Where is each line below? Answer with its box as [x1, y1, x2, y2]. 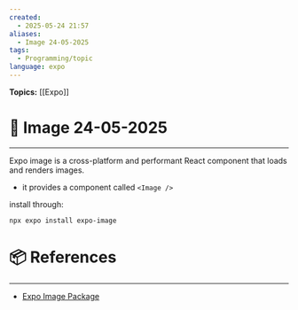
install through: [9, 198, 64, 209]
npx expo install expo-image [9, 216, 117, 225]
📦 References [9, 247, 117, 267]
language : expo [9, 63, 66, 72]
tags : [9, 46, 29, 55]
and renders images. [9, 165, 85, 175]
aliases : [9, 29, 42, 38]
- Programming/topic [17, 54, 93, 63]
